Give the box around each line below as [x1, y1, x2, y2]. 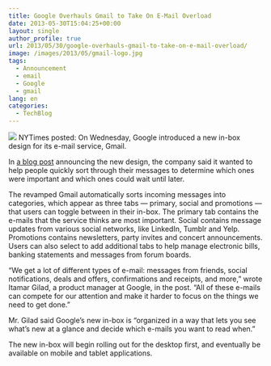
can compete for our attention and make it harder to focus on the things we [8, 292, 259, 301]
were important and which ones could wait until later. [8, 175, 184, 183]
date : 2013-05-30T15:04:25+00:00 [8, 19, 121, 27]
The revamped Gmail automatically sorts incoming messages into [8, 190, 227, 199]
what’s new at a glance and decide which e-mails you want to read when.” [8, 324, 256, 334]
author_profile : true [8, 34, 82, 43]
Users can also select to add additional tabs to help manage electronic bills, [8, 242, 260, 250]
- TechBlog [15, 110, 53, 118]
